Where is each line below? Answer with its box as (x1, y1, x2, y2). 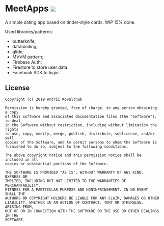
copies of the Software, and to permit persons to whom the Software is (5, 140, 157, 145)
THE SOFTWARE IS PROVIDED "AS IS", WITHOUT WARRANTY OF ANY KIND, (5, 170, 144, 175)
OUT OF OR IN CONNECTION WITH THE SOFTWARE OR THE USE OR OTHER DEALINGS (5, 208, 160, 214)
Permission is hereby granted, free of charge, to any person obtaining (5, 105, 157, 111)
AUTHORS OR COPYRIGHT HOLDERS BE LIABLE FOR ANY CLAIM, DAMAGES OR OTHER (5, 196, 160, 200)
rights (5, 127, 19, 132)
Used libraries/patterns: (5, 28, 53, 34)
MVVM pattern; (12, 54, 44, 59)
